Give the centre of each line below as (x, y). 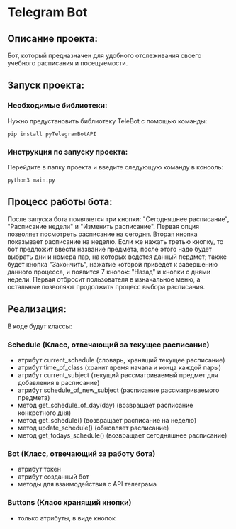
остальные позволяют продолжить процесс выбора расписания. (106, 286)
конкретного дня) (44, 413)
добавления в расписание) (58, 382)
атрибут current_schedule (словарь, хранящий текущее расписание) (121, 360)
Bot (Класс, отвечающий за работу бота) (82, 453)
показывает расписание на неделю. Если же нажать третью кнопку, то (116, 241)
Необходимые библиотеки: (57, 106)
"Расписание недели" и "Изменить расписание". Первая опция (103, 226)
